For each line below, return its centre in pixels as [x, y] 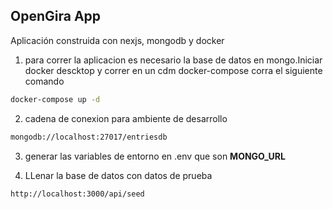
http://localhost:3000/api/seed [77, 194]
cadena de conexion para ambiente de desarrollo [126, 118]
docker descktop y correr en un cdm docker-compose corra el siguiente [173, 70]
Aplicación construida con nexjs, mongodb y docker [117, 40]
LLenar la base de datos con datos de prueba [118, 175]
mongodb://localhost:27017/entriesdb [89, 137]
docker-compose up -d [55, 99]
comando [44, 81]
